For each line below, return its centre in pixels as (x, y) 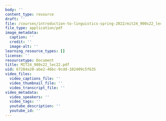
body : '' (14, 10)
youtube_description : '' (35, 106)
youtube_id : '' (25, 111)
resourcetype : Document (30, 60)
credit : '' (21, 42)
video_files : (19, 74)
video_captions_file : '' (35, 79)
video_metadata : (22, 92)
